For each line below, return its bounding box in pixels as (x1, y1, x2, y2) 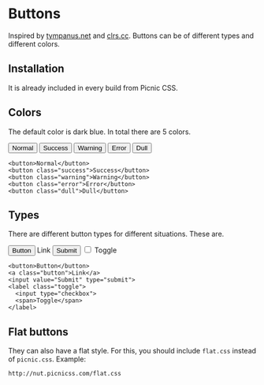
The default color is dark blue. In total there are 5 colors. (8, 127, 191, 136)
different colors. (8, 39, 61, 48)
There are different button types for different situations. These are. (8, 230, 225, 239)
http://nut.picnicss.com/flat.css (8, 370, 122, 378)
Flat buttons (8, 325, 69, 338)
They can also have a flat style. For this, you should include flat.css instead (8, 346, 257, 356)
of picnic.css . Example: (8, 354, 87, 364)
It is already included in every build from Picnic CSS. (8, 83, 179, 92)
